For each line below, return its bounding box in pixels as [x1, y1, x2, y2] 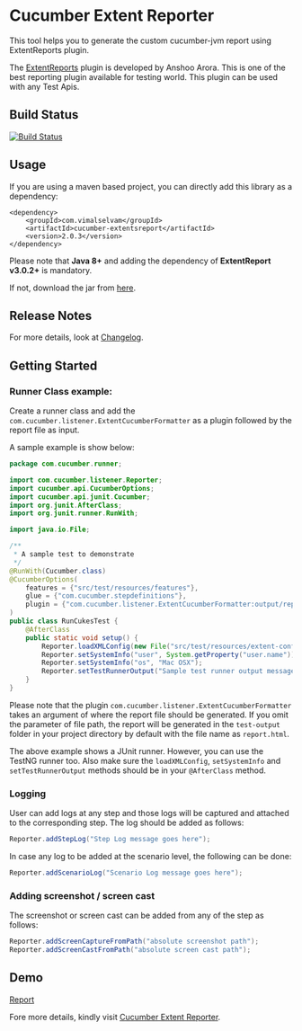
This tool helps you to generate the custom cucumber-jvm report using [9, 35, 272, 46]
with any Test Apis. [9, 81, 80, 92]
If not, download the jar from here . [9, 282, 137, 293]
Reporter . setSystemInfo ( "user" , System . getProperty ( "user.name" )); [41, 650, 299, 659]
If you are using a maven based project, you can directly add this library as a [9, 181, 293, 191]
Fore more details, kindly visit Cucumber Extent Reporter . [9, 1011, 221, 1022]
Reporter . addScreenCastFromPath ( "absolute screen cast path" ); [9, 946, 252, 955]
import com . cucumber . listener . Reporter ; [9, 476, 164, 484]
